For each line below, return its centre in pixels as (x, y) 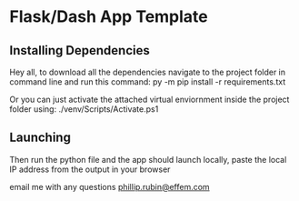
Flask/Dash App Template (109, 17)
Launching (40, 138)
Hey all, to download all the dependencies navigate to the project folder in (148, 72)
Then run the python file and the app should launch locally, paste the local (148, 159)
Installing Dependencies (80, 50)
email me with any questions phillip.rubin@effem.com (110, 186)
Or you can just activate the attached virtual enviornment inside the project (149, 99)
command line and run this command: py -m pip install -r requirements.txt (148, 82)
